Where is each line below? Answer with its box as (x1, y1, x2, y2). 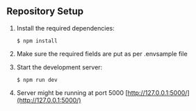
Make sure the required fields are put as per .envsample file (16, 49, 188, 58)
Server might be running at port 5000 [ (16, 88, 128, 96)
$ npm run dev (16, 76, 58, 83)
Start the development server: (16, 62, 103, 71)
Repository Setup (6, 6, 84, 17)
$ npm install (16, 37, 58, 44)
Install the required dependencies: (16, 24, 115, 32)
